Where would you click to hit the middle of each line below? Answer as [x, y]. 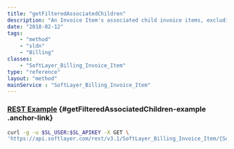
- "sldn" [32, 46]
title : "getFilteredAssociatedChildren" [67, 14]
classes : [20, 59]
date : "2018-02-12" [36, 26]
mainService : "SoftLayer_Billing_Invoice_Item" [79, 85]
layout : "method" [32, 78]
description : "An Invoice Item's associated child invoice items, [106, 20]
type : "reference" [34, 72]
